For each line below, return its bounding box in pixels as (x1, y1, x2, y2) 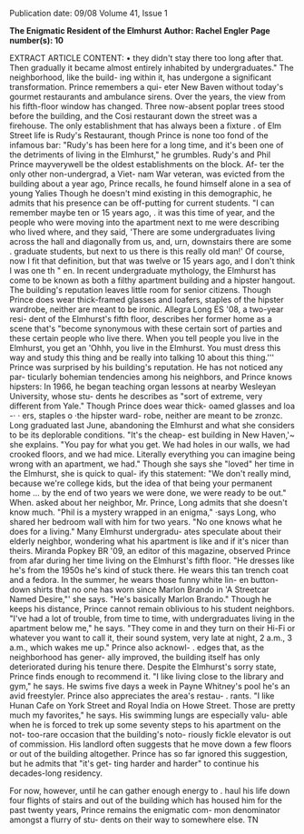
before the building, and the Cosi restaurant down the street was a (9, 111, 258, 121)
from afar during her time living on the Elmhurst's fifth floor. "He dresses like (9, 555, 295, 566)
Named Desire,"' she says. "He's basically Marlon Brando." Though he (9, 594, 272, 604)
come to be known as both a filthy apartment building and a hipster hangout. (9, 275, 296, 286)
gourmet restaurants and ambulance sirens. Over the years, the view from (9, 91, 286, 102)
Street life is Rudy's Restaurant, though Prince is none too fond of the (9, 130, 270, 140)
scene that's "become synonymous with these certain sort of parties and (9, 323, 283, 334)
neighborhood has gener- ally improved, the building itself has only (9, 652, 260, 662)
